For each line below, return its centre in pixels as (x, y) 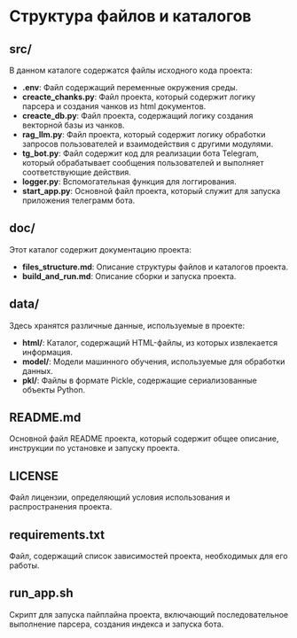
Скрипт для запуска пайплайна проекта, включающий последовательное (149, 614)
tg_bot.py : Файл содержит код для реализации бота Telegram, (140, 153)
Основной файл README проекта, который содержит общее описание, (144, 439)
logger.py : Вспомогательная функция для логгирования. (129, 182)
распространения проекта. (61, 507)
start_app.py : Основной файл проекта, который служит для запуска (151, 191)
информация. (47, 352)
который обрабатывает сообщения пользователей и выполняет (143, 163)
